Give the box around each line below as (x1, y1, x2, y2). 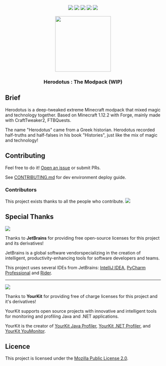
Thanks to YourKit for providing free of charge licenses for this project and (5, 293, 158, 299)
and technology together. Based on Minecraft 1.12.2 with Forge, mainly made (5, 112, 161, 118)
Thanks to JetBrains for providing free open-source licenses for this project (5, 235, 160, 241)
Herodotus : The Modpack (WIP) (43, 78, 123, 85)
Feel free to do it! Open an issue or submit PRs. (5, 165, 101, 171)
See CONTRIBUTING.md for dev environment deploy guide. (5, 174, 126, 180)
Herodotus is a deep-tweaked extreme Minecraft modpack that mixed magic (5, 107, 161, 112)
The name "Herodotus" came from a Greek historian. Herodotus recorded (5, 127, 155, 133)
